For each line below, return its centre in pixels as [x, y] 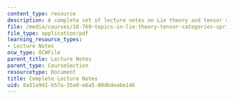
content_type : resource [42, 14]
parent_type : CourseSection [48, 66]
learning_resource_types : [45, 40]
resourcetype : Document [42, 72]
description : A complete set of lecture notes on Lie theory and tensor [115, 20]
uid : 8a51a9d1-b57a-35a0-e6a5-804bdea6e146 [71, 85]
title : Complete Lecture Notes [53, 78]
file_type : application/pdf [48, 33]
